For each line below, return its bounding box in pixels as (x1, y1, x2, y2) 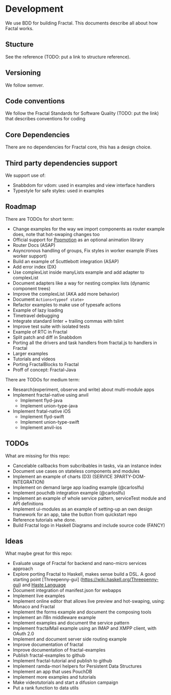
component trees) (12, 285, 51, 291)
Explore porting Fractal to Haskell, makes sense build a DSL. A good (12, 571, 156, 577)
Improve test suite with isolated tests (12, 323, 90, 329)
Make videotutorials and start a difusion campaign (12, 679, 118, 686)
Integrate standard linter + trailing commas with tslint (12, 318, 124, 324)
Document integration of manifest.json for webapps (12, 587, 121, 594)
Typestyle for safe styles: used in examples (12, 188, 104, 194)
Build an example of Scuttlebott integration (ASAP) (12, 258, 119, 264)
